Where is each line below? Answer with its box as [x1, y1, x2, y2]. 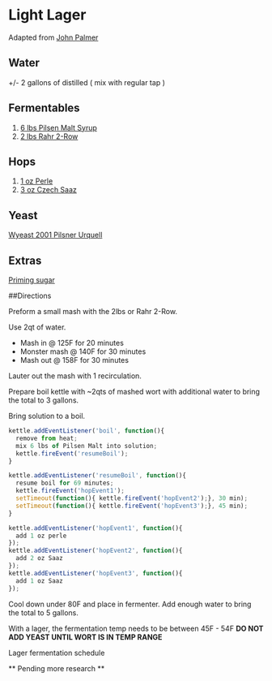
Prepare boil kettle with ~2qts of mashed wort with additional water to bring [8, 387, 261, 396]
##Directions [8, 291, 52, 300]
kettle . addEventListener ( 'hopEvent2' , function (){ [8, 546, 183, 555]
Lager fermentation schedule [8, 648, 105, 657]
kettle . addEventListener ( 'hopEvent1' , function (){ [8, 524, 183, 532]
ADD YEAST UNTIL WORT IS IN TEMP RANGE [8, 631, 163, 642]
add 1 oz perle [15, 532, 67, 540]
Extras [8, 253, 42, 267]
